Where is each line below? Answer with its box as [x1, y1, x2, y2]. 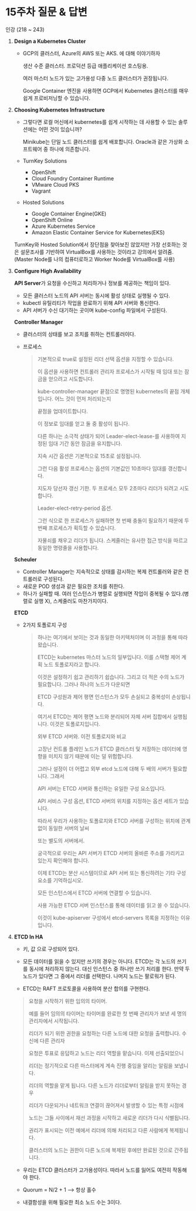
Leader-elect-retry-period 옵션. [37, 504, 113, 512]
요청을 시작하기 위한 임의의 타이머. [28, 997, 107, 1004]
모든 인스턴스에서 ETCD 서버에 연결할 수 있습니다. [37, 889, 152, 896]
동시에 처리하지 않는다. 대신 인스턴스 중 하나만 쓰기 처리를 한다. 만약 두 [29, 965, 190, 972]
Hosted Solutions [22, 199, 65, 206]
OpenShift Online [31, 216, 73, 223]
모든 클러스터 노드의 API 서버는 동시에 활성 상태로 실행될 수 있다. [22, 292, 171, 299]
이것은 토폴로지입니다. [50, 720, 100, 727]
